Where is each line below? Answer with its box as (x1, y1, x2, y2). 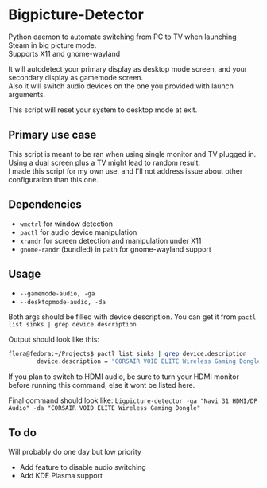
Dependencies (8, 197, 82, 212)
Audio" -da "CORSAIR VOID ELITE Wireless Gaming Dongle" (8, 404, 201, 412)
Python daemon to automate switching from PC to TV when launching (8, 32, 237, 41)
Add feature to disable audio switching (19, 462, 147, 471)
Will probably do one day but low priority (8, 447, 141, 456)
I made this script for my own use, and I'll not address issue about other (8, 166, 243, 176)
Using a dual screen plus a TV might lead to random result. (8, 158, 201, 167)
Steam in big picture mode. (8, 40, 97, 49)
